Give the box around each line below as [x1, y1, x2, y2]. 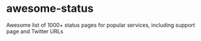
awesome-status [6, 2, 94, 15]
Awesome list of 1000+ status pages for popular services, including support [6, 21, 196, 29]
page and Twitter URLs [6, 27, 64, 34]
